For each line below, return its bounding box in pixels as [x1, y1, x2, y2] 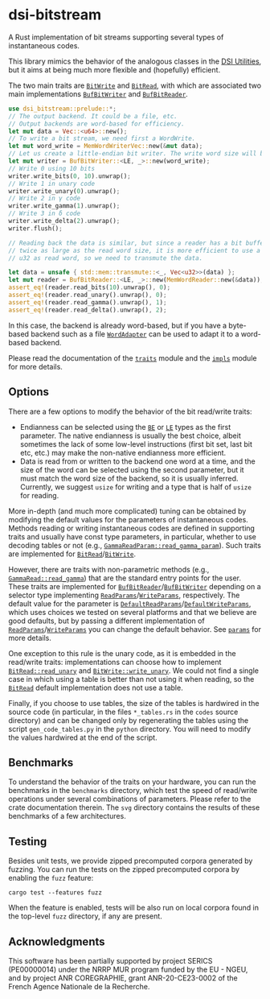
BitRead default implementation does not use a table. [8, 683, 183, 692]
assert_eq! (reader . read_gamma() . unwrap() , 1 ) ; [8, 298, 167, 307]
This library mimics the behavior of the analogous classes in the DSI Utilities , [8, 56, 262, 66]
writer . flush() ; [8, 224, 63, 233]
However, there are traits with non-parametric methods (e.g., [8, 564, 210, 574]
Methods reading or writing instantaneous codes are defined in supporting [8, 523, 256, 533]
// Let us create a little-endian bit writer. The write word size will [8, 150, 257, 158]
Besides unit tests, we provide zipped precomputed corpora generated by [8, 856, 253, 866]
